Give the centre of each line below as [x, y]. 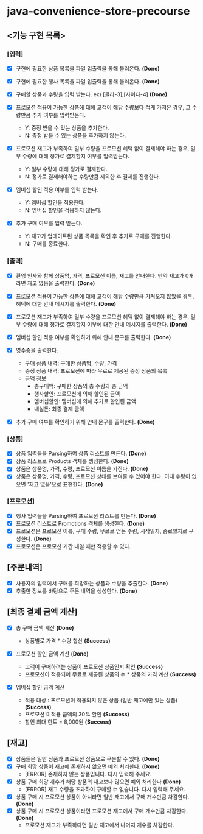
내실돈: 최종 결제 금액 [59, 409]
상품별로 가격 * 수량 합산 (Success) [68, 640]
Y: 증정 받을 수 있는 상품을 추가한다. [67, 128]
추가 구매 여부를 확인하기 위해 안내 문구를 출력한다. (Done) [85, 422]
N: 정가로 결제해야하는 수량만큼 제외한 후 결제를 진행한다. [92, 177]
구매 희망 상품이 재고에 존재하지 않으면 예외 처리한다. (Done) [88, 766]
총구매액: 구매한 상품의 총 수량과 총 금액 [81, 386]
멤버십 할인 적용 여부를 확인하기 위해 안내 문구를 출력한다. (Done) [93, 337]
